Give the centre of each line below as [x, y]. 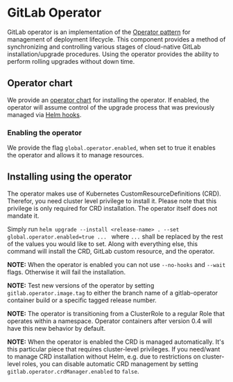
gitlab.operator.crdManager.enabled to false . [73, 371]
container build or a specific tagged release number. [82, 300]
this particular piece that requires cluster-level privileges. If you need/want [114, 349]
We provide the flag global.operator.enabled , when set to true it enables [112, 148]
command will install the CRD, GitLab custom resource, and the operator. [111, 251]
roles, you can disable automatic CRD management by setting [110, 364]
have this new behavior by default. [57, 328]
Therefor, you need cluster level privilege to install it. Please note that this [112, 201]
